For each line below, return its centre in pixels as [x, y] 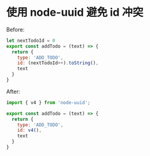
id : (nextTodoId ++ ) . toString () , [58, 63]
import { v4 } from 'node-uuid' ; [48, 102]
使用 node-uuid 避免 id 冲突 [75, 12]
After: [13, 91]
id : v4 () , [30, 131]
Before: [15, 29]
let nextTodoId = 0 [31, 41]
